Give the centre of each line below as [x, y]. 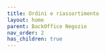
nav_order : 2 [26, 33]
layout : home [26, 20]
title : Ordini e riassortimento [53, 13]
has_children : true [35, 39]
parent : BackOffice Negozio [47, 26]
